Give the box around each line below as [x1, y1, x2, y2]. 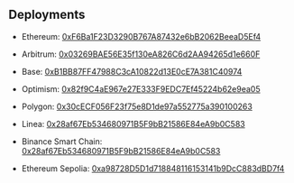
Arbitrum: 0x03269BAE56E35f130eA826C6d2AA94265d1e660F [21, 49, 261, 59]
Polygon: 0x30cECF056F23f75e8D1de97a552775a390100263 [21, 101, 253, 112]
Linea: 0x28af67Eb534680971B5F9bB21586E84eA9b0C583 [21, 118, 245, 129]
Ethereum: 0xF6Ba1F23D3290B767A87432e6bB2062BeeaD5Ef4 [21, 31, 262, 41]
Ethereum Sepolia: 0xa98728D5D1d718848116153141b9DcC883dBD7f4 [21, 162, 285, 174]
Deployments [8, 7, 86, 23]
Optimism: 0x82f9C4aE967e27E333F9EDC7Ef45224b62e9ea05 [21, 83, 261, 94]
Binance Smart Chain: [21, 135, 103, 147]
